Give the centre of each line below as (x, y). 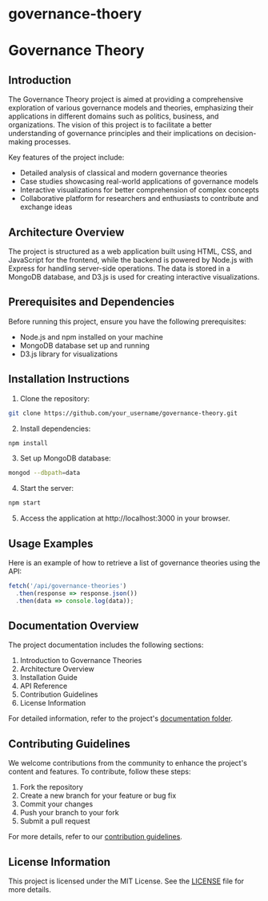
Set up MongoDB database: (65, 458)
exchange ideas (46, 207)
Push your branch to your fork (69, 813)
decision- (241, 134)
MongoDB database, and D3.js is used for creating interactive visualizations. (134, 277)
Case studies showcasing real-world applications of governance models (139, 182)
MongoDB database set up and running (85, 345)
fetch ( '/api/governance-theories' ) (68, 585)
